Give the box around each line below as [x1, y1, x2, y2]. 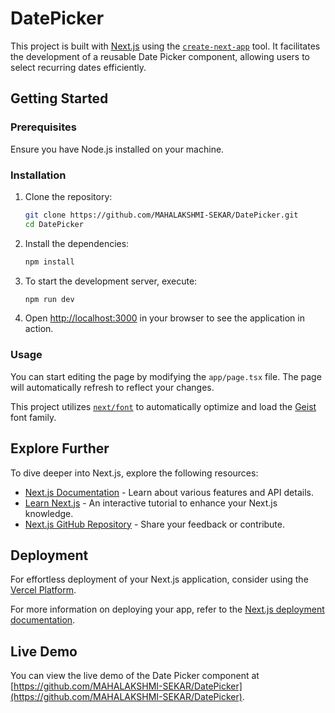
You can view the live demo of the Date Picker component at [10, 670, 260, 682]
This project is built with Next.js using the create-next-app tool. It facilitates [10, 40, 321, 52]
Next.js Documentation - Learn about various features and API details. [24, 486, 314, 498]
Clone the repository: [24, 190, 113, 202]
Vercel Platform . [10, 584, 77, 596]
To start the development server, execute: [24, 275, 198, 287]
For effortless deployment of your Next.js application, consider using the [10, 573, 309, 586]
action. [24, 323, 54, 335]
